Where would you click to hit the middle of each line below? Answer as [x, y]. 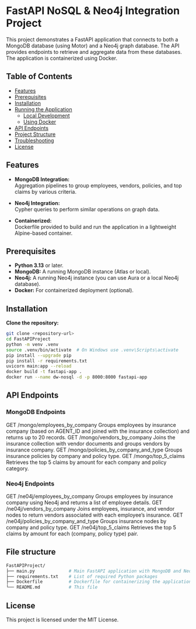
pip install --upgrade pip [39, 355]
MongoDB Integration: [42, 179]
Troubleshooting [34, 140]
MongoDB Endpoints [36, 412]
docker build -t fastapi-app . [44, 372]
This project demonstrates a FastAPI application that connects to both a [92, 39]
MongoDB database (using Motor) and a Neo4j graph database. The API [93, 46]
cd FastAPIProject [28, 339]
